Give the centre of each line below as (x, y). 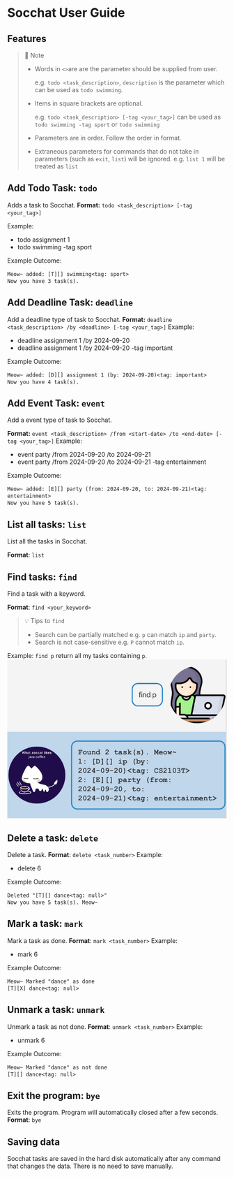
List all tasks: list (47, 524)
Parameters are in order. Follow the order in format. (108, 138)
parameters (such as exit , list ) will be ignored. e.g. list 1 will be (130, 159)
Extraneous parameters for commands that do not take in (117, 151)
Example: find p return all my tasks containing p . (77, 656)
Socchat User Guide (66, 13)
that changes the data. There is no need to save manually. (90, 1166)
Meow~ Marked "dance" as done (51, 981)
